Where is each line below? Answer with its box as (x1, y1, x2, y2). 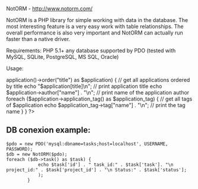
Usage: (6, 65, 24, 72)
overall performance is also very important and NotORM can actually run (6, 29, 183, 36)
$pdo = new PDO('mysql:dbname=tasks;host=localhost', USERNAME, (6, 141, 168, 147)
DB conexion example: (6, 125, 91, 136)
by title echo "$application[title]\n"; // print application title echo (6, 83, 162, 90)
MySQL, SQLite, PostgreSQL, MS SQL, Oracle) (6, 53, 119, 60)
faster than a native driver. (6, 36, 71, 42)
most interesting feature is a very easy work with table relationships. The (6, 23, 184, 30)
